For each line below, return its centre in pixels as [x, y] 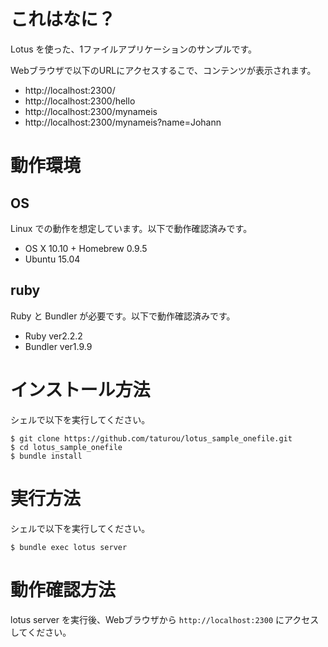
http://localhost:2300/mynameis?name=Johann [123, 122]
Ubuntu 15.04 [52, 259]
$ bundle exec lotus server [69, 547]
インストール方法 [80, 389]
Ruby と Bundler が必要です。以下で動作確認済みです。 [123, 316]
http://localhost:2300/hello [80, 101]
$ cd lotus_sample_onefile [66, 447]
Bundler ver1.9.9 [58, 346]
